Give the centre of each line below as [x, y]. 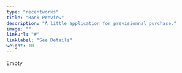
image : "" [19, 29]
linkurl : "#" [23, 35]
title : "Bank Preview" [35, 18]
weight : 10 [20, 46]
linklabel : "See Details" [39, 40]
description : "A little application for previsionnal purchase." [91, 23]
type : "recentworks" [33, 12]
